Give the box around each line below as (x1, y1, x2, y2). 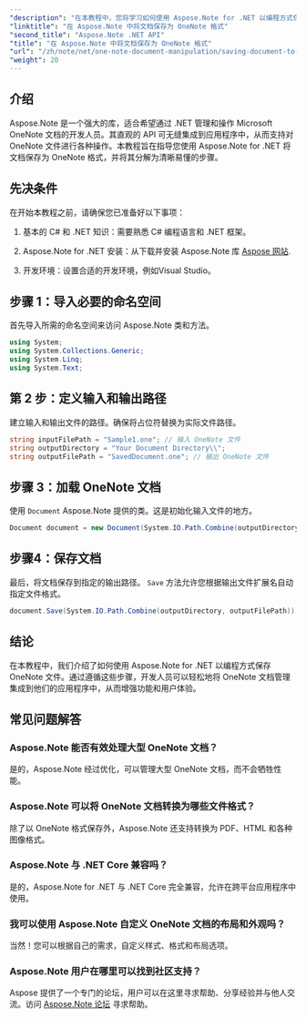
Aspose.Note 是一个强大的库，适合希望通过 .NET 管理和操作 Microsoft (9, 117, 273, 128)
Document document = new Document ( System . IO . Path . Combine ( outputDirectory (9, 524, 300, 533)
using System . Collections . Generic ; (9, 347, 145, 356)
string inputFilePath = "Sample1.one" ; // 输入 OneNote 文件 (9, 434, 241, 444)
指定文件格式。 (9, 588, 66, 599)
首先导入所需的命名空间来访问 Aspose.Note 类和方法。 (9, 320, 215, 331)
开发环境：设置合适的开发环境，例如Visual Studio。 (22, 265, 216, 276)
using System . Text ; (9, 363, 84, 373)
